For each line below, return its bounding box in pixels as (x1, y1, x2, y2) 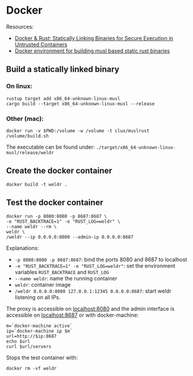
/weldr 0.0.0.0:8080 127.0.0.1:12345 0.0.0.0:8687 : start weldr (14, 287, 172, 294)
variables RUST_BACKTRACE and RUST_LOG (14, 268, 110, 275)
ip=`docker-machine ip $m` (6, 328, 73, 334)
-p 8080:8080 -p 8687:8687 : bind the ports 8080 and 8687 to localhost (14, 256, 188, 263)
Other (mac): (6, 114, 44, 123)
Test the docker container (6, 198, 104, 208)
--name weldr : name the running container (14, 275, 117, 282)
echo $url (6, 338, 31, 344)
